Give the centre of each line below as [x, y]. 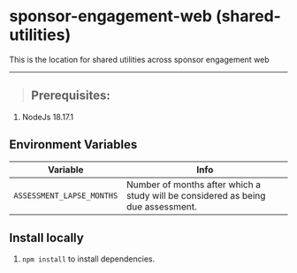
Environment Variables [73, 144]
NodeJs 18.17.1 [48, 117]
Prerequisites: [70, 96]
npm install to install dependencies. [88, 259]
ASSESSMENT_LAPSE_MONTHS [66, 195]
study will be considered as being [196, 195]
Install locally [46, 237]
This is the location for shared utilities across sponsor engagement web [139, 59]
